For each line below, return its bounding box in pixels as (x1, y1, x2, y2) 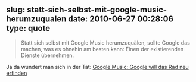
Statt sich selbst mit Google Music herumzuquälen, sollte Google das (20, 39, 191, 46)
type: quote (6, 23, 51, 33)
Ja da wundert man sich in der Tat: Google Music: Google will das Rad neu (6, 63, 189, 70)
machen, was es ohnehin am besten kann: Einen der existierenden (20, 45, 184, 52)
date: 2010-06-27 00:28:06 (68, 14, 174, 24)
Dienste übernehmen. (20, 52, 74, 59)
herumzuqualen (6, 14, 67, 24)
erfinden (6, 70, 27, 77)
